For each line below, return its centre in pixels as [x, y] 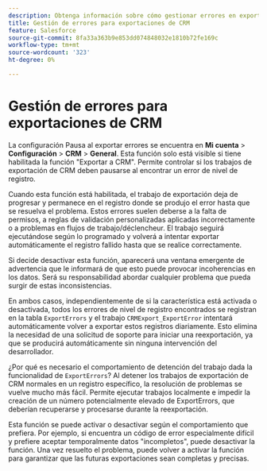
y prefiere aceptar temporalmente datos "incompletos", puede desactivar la [132, 441]
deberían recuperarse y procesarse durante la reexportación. [108, 409]
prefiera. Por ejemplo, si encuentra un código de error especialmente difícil [131, 433]
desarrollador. [31, 351]
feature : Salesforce [43, 30]
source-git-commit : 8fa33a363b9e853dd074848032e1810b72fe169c [113, 38]
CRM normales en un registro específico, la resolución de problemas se [125, 384]
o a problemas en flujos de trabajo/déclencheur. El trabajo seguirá [116, 228]
